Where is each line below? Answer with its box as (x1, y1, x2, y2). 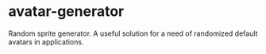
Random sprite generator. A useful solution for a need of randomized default (8, 29, 258, 38)
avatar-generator (8, 2, 125, 21)
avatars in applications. (8, 37, 84, 46)
